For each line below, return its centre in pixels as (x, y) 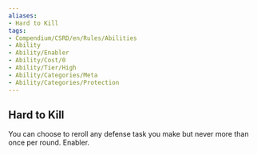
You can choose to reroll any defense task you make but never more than (128, 134)
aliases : (23, 16)
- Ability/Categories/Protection (64, 82)
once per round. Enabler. (49, 143)
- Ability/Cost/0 (37, 61)
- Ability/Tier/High (43, 68)
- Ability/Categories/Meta (53, 75)
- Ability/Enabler (39, 53)
